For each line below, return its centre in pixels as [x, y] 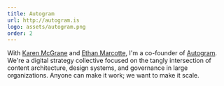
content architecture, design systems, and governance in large [98, 68]
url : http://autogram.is [43, 20]
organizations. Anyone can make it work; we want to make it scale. [103, 76]
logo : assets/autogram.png [47, 27]
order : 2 [20, 33]
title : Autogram [31, 14]
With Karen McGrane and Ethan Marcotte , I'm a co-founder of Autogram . [112, 53]
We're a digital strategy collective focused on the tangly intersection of [109, 61]
